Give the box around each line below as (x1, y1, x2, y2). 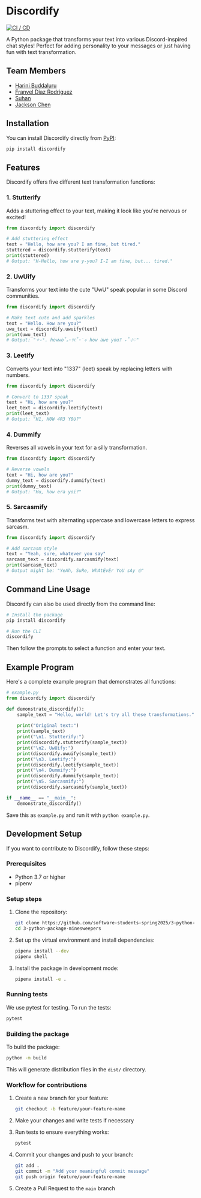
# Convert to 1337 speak (6, 394, 68, 400)
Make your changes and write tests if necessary (14, 1117, 134, 1124)
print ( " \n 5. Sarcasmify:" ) (17, 778, 85, 784)
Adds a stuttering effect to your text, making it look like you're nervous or (6, 207, 187, 214)
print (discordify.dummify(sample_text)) (17, 773, 119, 779)
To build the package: (6, 1043, 60, 1050)
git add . (14, 1163, 40, 1169)
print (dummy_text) (6, 483, 52, 489)
